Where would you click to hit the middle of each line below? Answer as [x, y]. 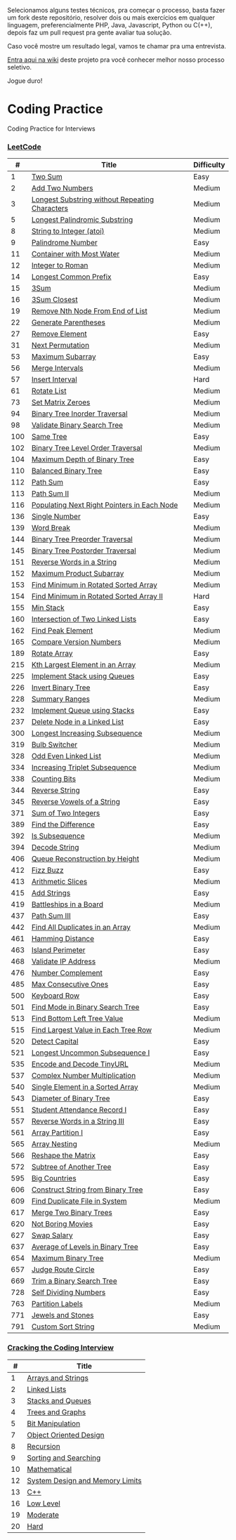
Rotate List [49, 391]
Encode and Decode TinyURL [80, 1065]
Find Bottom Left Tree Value [77, 1019]
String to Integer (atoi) [68, 231]
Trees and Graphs [57, 1412]
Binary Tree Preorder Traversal [82, 539]
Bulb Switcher [54, 745]
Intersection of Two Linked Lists [84, 619]
